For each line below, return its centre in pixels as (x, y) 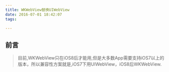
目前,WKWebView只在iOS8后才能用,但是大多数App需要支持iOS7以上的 (91, 58)
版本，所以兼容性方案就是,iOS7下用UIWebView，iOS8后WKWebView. (90, 64)
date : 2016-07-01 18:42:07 (34, 14)
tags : (11, 19)
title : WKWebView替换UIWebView (37, 10)
